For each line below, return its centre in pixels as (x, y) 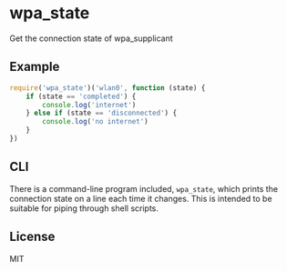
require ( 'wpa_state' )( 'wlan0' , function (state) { (108, 88)
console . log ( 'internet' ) (89, 105)
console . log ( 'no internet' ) (95, 122)
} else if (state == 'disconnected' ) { (102, 113)
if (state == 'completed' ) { (81, 96)
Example (35, 67)
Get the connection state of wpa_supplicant (91, 38)
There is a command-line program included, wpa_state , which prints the (144, 188)
